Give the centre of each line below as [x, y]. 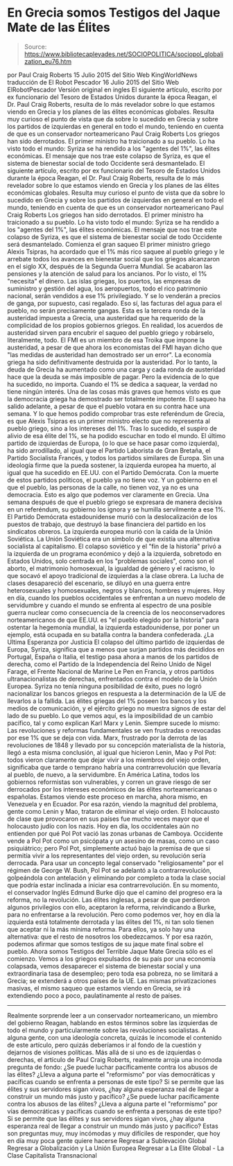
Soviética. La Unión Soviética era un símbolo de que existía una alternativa [114, 539]
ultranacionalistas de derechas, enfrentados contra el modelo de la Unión [112, 679]
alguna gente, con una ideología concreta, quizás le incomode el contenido [114, 1037]
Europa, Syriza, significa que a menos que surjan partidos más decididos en [116, 649]
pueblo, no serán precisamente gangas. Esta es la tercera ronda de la [106, 311]
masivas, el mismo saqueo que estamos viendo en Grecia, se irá [99, 988]
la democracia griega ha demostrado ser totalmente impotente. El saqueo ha [116, 399]
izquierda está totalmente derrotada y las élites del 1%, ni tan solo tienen [111, 922]
